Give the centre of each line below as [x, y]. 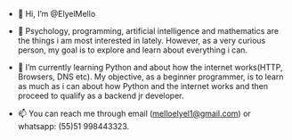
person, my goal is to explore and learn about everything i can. [132, 50]
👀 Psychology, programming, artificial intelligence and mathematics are [148, 31]
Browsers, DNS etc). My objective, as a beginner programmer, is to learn [150, 77]
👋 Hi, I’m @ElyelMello [57, 14]
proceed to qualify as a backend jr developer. [101, 95]
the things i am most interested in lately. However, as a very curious [142, 41]
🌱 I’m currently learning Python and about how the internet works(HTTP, [150, 67]
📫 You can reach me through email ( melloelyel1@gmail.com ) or [134, 113]
